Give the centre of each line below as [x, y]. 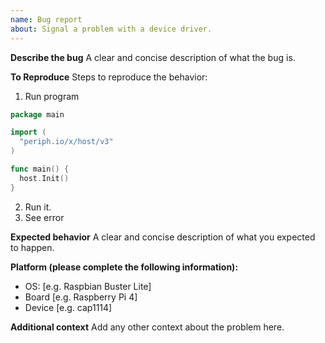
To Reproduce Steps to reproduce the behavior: [109, 77]
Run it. [38, 207]
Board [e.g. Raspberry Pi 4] [81, 297]
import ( [28, 132]
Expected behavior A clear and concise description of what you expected [163, 237]
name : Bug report [46, 19]
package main [37, 114]
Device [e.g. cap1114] [68, 307]
